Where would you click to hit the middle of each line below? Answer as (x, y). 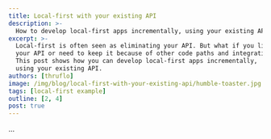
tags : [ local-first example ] (57, 91)
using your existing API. (59, 69)
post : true (27, 106)
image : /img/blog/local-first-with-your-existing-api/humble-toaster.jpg (135, 83)
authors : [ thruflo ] (41, 76)
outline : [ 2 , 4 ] (35, 99)
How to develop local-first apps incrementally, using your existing (135, 31)
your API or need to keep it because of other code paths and (122, 53)
